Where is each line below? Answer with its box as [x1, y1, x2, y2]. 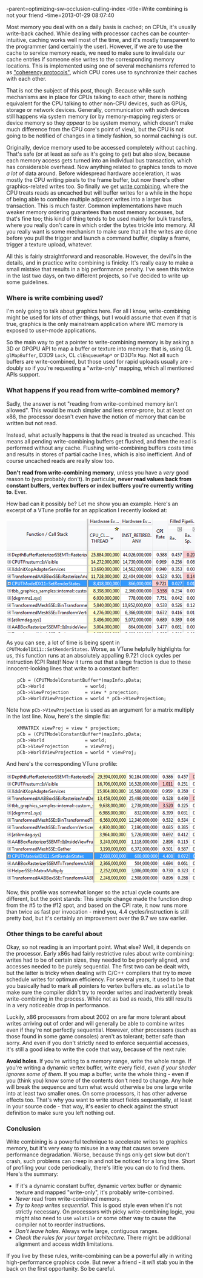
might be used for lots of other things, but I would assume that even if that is [6, 314, 197, 321]
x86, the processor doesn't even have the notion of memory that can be [6, 413, 186, 420]
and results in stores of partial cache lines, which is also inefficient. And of [6, 450, 192, 458]
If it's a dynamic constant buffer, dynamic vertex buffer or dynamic [15, 1182, 182, 1190]
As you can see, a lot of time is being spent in [6, 639, 120, 646]
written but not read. [6, 419, 58, 426]
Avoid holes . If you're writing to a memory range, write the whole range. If [6, 1057, 192, 1064]
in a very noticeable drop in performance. [6, 1001, 110, 1009]
